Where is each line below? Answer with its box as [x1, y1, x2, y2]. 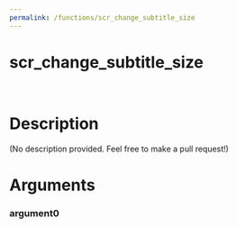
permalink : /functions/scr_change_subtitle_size [9, 13, 196, 23]
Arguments [9, 175, 96, 195]
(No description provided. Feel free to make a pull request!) [9, 143, 230, 154]
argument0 [9, 206, 60, 219]
